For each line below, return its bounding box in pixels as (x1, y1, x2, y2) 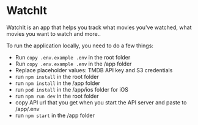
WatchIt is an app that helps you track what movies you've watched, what (6, 24, 192, 31)
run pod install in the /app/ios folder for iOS (15, 86, 128, 93)
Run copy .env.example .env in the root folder (15, 53, 131, 61)
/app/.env (15, 105, 40, 112)
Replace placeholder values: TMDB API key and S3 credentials (15, 66, 173, 73)
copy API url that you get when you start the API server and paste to (15, 98, 187, 106)
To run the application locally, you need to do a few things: (6, 42, 154, 49)
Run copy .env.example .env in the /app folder (15, 60, 132, 67)
